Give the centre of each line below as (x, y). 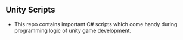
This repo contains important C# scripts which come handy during (96, 24)
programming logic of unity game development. (73, 30)
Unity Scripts (30, 10)
